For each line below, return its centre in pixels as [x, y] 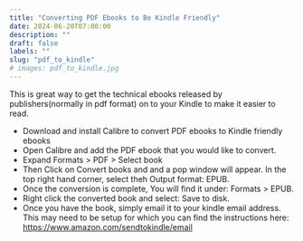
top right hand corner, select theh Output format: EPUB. [126, 178]
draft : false [34, 43]
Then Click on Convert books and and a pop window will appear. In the [154, 169]
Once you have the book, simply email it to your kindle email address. [152, 207]
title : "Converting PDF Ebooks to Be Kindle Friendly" [115, 18]
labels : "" [30, 52]
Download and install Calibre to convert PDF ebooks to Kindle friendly [152, 130]
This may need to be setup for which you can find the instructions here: [156, 217]
